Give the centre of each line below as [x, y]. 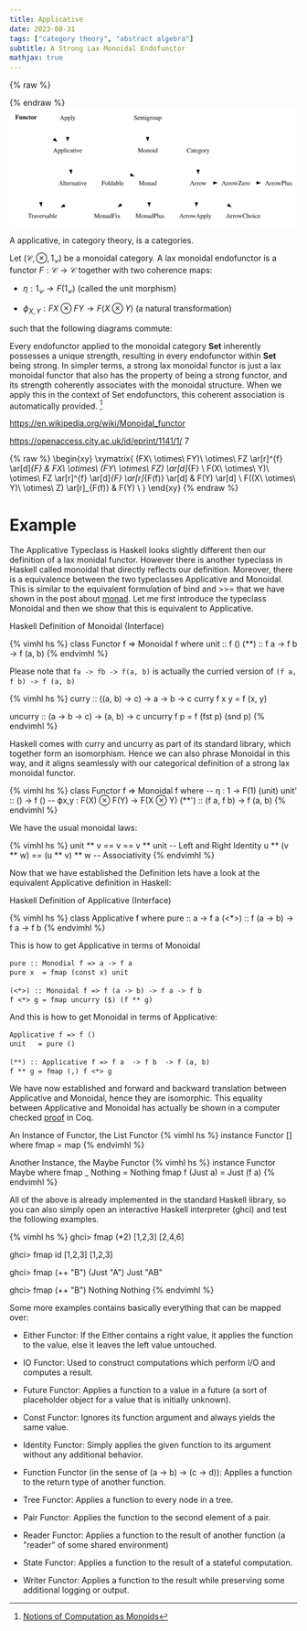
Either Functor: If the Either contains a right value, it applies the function [158, 1336]
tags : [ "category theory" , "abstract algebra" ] [102, 38]
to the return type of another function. [94, 1482]
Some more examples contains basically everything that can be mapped [145, 1308]
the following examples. [54, 1220]
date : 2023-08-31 [42, 29]
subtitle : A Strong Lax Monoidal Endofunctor [97, 48]
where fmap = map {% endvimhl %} [77, 1145]
